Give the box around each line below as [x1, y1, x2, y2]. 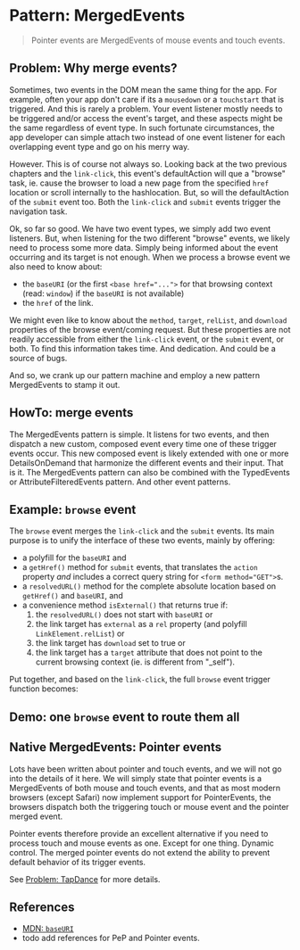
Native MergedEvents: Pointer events [9, 739, 222, 755]
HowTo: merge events [9, 405, 134, 420]
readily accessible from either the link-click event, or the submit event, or [9, 334, 284, 344]
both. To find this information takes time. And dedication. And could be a [9, 343, 277, 353]
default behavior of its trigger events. [9, 856, 146, 867]
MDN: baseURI [21, 923, 74, 934]
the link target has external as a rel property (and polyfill [35, 619, 247, 630]
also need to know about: [9, 260, 103, 272]
